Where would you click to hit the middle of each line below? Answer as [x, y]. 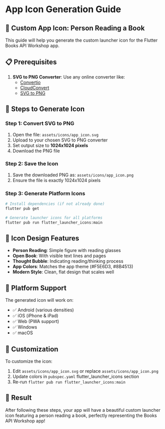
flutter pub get [22, 208]
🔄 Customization [32, 349]
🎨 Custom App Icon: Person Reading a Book [75, 28]
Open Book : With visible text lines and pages [59, 256]
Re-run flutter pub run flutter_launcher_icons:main [69, 382]
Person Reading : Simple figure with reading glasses [67, 251]
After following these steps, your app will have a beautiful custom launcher [83, 410]
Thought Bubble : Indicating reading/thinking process [68, 261]
